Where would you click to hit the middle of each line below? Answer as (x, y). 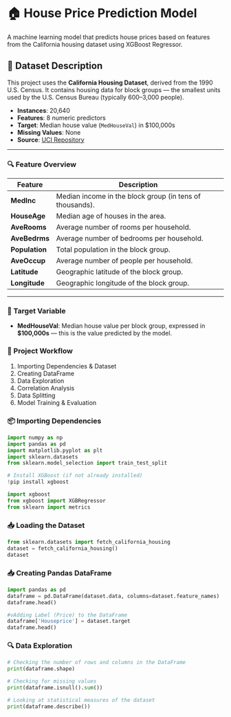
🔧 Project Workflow (40, 351)
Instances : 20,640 (43, 110)
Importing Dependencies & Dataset (67, 366)
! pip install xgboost (38, 482)
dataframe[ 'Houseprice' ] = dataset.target (69, 621)
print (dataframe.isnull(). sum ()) (55, 688)
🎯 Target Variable (36, 311)
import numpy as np (35, 437)
